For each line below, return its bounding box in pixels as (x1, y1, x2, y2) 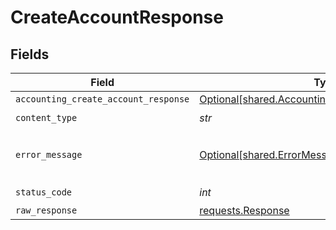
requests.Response (199, 204, 290, 217)
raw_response (15, 205, 78, 216)
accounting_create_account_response (15, 94, 190, 105)
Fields (10, 46, 50, 63)
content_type (15, 112, 78, 123)
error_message (15, 149, 83, 160)
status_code (15, 186, 73, 198)
